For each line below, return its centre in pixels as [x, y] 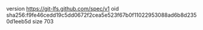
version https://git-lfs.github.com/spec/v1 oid [63, 9]
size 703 [43, 21]
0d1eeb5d [19, 21]
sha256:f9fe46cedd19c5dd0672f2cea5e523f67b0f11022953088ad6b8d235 [101, 15]
